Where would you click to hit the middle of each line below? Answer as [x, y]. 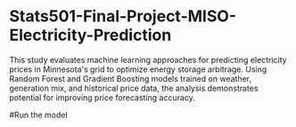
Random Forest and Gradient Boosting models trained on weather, [131, 78]
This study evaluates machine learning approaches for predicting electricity [148, 60]
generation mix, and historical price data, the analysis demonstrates [134, 88]
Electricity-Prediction [90, 35]
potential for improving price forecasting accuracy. [103, 97]
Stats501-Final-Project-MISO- [123, 16]
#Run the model [39, 115]
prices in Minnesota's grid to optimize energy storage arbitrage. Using [138, 69]
